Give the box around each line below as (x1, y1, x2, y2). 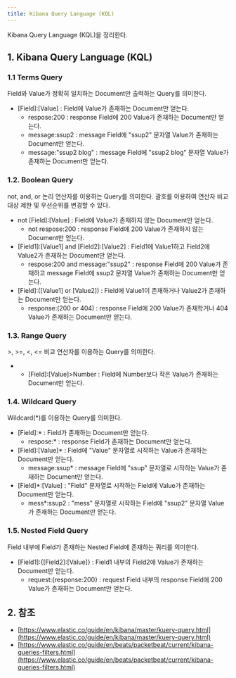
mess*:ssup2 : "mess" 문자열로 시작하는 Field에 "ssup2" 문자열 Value (27, 499, 225, 508)
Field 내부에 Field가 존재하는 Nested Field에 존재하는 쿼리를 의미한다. (7, 543, 199, 551)
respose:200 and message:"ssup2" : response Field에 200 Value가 (27, 260, 221, 268)
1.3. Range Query (7, 330, 67, 340)
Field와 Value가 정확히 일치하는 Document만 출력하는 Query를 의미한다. (7, 89, 207, 98)
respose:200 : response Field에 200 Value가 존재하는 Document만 (27, 113, 217, 122)
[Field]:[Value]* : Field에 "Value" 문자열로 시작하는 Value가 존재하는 (17, 446, 208, 455)
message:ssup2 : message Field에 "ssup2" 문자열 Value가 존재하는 (27, 131, 219, 139)
